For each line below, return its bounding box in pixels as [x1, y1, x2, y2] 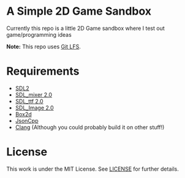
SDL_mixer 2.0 [15, 91, 53, 98]
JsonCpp [15, 117, 39, 124]
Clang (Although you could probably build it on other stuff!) [15, 124, 165, 131]
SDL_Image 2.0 [15, 104, 54, 111]
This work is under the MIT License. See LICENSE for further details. [6, 165, 179, 172]
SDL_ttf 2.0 [15, 97, 44, 105]
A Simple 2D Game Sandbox [6, 4, 152, 18]
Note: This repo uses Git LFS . [6, 43, 81, 50]
